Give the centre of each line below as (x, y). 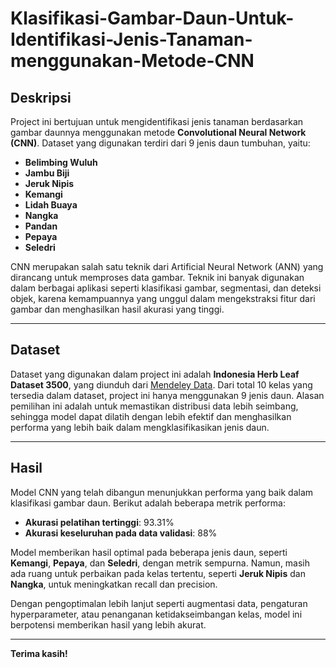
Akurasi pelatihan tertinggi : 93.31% (99, 522)
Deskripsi (41, 97)
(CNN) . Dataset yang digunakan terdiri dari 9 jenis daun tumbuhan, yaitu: (160, 143)
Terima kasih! (39, 653)
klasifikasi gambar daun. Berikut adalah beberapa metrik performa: (148, 503)
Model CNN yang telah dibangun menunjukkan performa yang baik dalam (162, 492)
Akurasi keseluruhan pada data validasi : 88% (121, 533)
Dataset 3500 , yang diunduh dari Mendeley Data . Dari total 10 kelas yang (161, 384)
